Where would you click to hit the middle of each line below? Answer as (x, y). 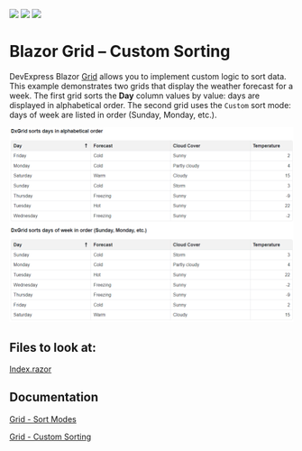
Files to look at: (53, 347)
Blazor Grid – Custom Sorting (120, 52)
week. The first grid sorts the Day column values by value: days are (135, 96)
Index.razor (31, 369)
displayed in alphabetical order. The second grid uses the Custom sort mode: (150, 105)
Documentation (54, 397)
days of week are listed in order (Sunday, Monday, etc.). (113, 115)
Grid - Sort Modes (43, 419)
